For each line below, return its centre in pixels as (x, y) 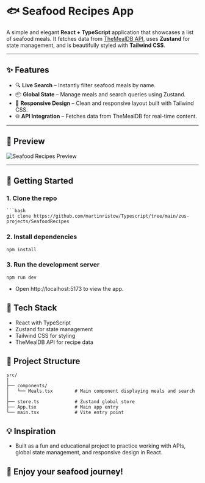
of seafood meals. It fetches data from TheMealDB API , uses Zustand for (98, 38)
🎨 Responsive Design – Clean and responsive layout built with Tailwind (104, 103)
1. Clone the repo (32, 198)
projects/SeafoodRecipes (38, 222)
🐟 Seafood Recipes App (70, 11)
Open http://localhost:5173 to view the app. (69, 288)
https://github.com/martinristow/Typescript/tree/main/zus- (111, 216)
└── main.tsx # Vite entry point (65, 413)
